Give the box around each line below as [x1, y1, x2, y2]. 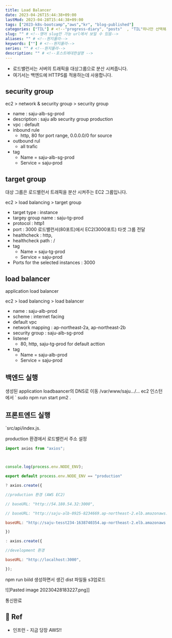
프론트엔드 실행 [5, 411, 51, 420]
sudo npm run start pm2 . [17, 394, 71, 400]
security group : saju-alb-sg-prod [12, 330, 83, 336]
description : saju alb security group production [12, 116, 114, 122]
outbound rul [12, 138, 40, 144]
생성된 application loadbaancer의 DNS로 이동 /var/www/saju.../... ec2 [5, 388, 149, 394]
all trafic [20, 144, 38, 150]
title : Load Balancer [5, 7, 52, 13]
